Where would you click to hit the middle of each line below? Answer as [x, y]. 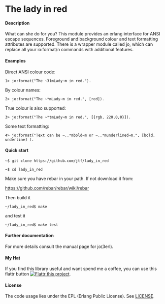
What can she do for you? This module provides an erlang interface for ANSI [82, 34]
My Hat [13, 258]
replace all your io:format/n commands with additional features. [69, 50]
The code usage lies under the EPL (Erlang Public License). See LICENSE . [80, 296]
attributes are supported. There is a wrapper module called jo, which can [79, 44]
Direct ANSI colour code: [30, 72]
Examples [16, 61]
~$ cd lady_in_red [24, 169]
